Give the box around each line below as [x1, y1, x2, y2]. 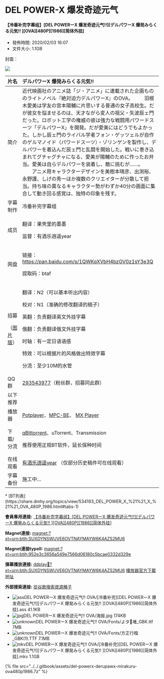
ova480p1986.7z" [5, 669, 41, 675]
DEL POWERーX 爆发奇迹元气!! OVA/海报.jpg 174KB [23, 613, 126, 618]
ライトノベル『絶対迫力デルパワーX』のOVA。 [27, 95, 133, 102]
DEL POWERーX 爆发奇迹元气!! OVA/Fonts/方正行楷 [36, 630, 139, 636]
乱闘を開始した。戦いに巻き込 [85, 146, 155, 153]
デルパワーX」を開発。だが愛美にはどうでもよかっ [36, 124, 153, 131]
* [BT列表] [5, 493, 26, 499]
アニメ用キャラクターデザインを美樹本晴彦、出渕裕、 [32, 168, 154, 175]
